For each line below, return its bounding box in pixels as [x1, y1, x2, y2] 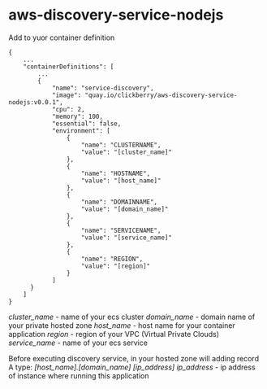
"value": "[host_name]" [80, 177, 161, 185]
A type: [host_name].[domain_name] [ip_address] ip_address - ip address [8, 362, 256, 372]
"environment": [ [51, 126, 111, 135]
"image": [51, 91, 82, 99]
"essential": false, [51, 120, 122, 128]
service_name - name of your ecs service [8, 338, 149, 347]
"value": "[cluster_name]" [80, 148, 173, 156]
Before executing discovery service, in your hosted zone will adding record [8, 353, 260, 363]
